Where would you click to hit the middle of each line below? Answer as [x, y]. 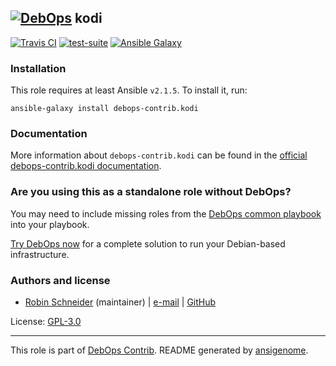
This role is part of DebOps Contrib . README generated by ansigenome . [159, 350]
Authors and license [60, 280]
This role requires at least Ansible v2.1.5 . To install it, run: [129, 90]
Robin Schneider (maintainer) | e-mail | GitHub [120, 302]
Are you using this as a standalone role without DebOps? [151, 192]
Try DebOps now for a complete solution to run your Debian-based [148, 243]
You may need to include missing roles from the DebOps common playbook [166, 213]
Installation [38, 68]
